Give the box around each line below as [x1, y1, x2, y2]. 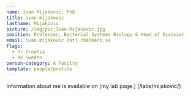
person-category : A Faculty [6, 60, 78, 66]
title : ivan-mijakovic [6, 15, 64, 21]
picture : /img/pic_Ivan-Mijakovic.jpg [6, 26, 105, 32]
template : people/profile [6, 65, 72, 72]
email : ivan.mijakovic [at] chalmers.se [6, 37, 111, 43]
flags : [6, 43, 23, 50]
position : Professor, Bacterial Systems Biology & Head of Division [6, 32, 185, 38]
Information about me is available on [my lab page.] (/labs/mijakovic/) [6, 83, 182, 90]
